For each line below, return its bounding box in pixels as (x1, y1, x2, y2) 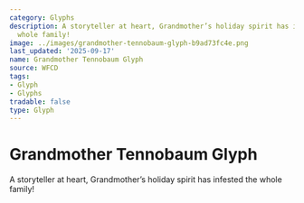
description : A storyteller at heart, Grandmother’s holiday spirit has (9, 22, 290, 31)
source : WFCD (9, 64, 59, 73)
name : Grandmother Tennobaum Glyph (9, 55, 144, 64)
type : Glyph (9, 106, 54, 115)
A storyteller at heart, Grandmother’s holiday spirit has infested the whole (9, 174, 282, 185)
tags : (9, 72, 30, 81)
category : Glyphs (9, 13, 75, 23)
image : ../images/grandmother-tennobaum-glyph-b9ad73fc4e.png (9, 38, 249, 48)
